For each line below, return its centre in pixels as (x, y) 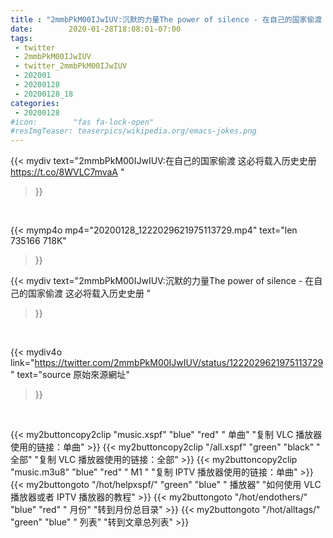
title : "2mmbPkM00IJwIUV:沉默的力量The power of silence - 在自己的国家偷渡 (166, 19)
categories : (35, 103)
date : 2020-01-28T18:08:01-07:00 (96, 29)
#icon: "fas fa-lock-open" (82, 122)
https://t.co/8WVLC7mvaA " (67, 172)
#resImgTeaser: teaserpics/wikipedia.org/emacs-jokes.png (133, 131)
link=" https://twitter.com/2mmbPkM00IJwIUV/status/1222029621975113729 (167, 363)
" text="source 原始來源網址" (70, 375)
